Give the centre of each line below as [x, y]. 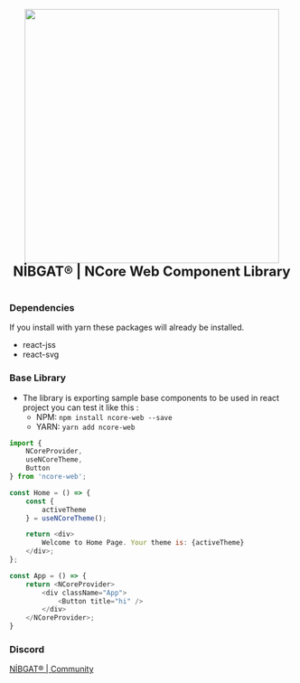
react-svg [41, 355]
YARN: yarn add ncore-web [85, 426]
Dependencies [42, 307]
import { [26, 443]
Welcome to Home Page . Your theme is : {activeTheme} [143, 543]
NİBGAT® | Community [52, 669]
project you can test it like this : [80, 407]
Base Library [37, 378]
